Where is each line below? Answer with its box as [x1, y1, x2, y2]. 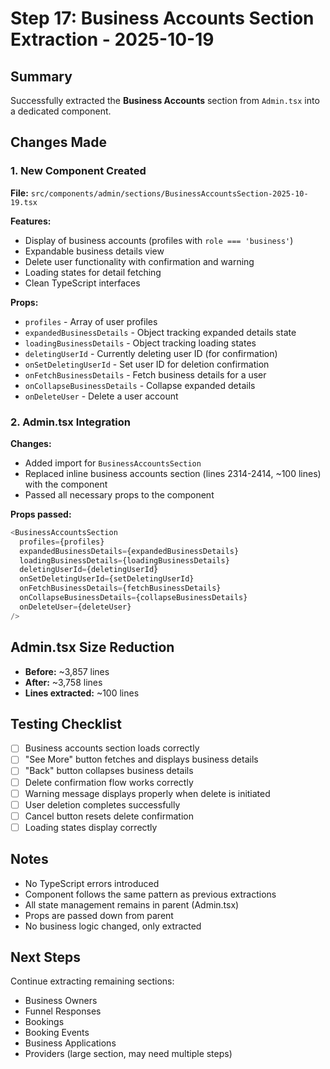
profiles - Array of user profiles [24, 315, 158, 327]
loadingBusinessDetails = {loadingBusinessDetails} [19, 555, 230, 566]
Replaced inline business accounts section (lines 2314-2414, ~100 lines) [24, 467, 322, 479]
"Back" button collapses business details [24, 765, 194, 777]
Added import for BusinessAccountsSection [24, 457, 202, 469]
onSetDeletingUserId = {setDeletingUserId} [19, 574, 195, 584]
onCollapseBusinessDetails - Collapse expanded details [24, 379, 256, 391]
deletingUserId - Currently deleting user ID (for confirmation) [24, 347, 278, 359]
